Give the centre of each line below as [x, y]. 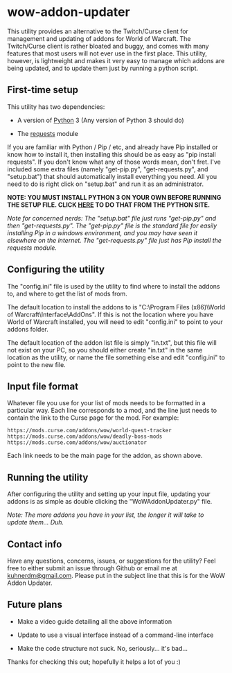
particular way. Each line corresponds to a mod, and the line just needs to [112, 411]
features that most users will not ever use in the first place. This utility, [107, 53]
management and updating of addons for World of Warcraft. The [99, 38]
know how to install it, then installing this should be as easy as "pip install [111, 154]
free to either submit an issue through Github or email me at [92, 568]
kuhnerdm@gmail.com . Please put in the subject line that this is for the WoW [116, 576]
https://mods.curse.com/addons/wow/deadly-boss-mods [85, 437]
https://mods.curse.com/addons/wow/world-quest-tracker [89, 431]
